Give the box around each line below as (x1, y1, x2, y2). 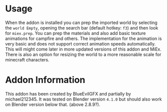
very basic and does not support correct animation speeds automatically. (5, 40, 156, 46)
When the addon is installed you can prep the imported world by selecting (5, 19, 157, 25)
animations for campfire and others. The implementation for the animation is (5, 35, 162, 41)
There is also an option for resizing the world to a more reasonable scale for (5, 51, 161, 57)
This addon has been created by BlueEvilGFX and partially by (5, 90, 131, 96)
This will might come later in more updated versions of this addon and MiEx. (5, 46, 161, 52)
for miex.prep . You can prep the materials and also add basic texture (5, 30, 146, 36)
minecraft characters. (5, 56, 50, 62)
